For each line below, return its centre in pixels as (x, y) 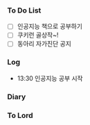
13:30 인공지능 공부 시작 (50, 78)
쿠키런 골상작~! (38, 35)
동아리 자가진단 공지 (44, 44)
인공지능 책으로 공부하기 (50, 26)
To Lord (20, 115)
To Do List (24, 10)
